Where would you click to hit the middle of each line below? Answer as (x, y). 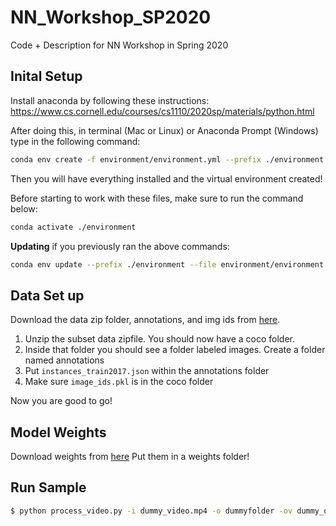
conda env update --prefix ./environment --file (113, 264)
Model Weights (58, 432)
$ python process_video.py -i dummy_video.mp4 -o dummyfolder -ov (151, 511)
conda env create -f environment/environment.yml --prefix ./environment (167, 159)
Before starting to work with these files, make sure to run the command (157, 198)
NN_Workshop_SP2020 (111, 17)
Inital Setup (46, 76)
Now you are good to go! (61, 401)
